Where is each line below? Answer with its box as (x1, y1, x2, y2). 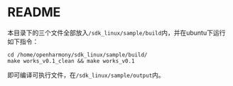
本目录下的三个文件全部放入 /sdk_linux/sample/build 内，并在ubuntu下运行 (7, 28, 226, 37)
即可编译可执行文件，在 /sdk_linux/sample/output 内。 (7, 70, 165, 79)
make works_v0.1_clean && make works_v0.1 (7, 57, 135, 64)
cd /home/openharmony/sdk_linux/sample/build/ (7, 51, 148, 59)
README (7, 4, 61, 20)
